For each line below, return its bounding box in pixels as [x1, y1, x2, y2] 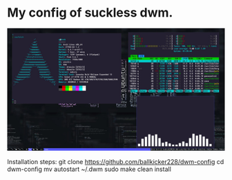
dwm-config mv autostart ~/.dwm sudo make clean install [7, 165, 171, 174]
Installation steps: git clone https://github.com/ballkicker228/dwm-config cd [7, 158, 224, 166]
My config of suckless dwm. [7, 5, 173, 21]
